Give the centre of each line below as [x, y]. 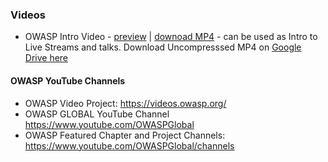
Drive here [46, 58]
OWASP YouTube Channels [68, 80]
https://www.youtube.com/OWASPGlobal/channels [129, 145]
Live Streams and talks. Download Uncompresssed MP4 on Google [163, 47]
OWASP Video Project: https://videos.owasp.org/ [125, 103]
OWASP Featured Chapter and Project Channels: [125, 135]
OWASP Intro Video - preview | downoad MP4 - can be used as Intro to [171, 37]
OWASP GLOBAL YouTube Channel [97, 114]
